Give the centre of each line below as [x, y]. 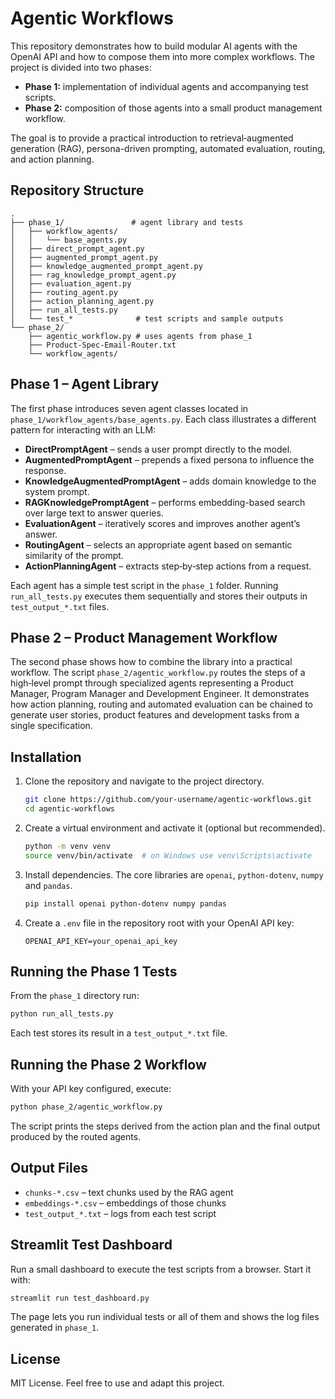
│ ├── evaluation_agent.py [71, 283]
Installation [46, 757]
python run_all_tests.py [62, 1014]
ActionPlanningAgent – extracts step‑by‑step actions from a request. [168, 566]
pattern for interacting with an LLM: [83, 429]
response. [45, 470]
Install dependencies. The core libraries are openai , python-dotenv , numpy [174, 874]
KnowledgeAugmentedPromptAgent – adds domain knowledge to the [170, 481]
